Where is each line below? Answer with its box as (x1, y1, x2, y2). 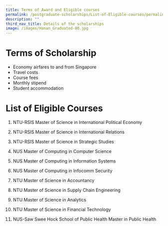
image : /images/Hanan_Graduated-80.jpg (5, 26, 89, 31)
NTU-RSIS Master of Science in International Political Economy (12, 119, 143, 125)
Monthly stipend (12, 80, 47, 86)
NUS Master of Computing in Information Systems (12, 158, 116, 164)
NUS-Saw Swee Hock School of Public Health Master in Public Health (12, 216, 157, 222)
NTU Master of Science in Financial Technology (12, 206, 111, 212)
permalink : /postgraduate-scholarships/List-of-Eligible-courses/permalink (5, 12, 167, 17)
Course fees (12, 74, 38, 80)
